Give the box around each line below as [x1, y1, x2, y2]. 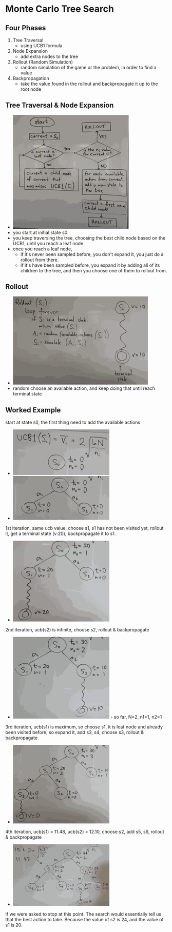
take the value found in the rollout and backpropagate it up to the [20, 81, 158, 87]
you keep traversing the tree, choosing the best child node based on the [12, 234, 166, 241]
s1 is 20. [5, 922, 23, 928]
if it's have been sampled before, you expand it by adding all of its [20, 262, 160, 268]
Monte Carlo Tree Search [5, 3, 114, 15]
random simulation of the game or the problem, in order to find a [20, 65, 157, 70]
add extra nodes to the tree [20, 53, 79, 60]
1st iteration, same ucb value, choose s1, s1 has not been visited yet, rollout [5, 525, 164, 531]
